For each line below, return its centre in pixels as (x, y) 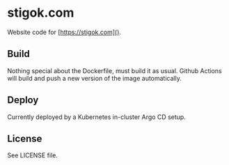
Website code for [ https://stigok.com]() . (64, 32)
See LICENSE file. (32, 155)
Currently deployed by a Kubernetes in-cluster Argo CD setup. (96, 117)
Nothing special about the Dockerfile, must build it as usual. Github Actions (114, 70)
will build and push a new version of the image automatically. (95, 78)
